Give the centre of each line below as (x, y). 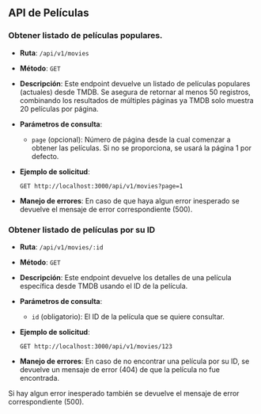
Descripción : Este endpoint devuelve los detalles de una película (125, 277)
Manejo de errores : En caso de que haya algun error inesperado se (129, 200)
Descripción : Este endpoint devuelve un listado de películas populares (135, 83)
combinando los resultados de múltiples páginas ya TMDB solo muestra (137, 100)
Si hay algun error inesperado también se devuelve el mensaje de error (124, 393)
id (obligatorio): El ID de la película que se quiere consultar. (128, 317)
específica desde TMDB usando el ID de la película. (104, 286)
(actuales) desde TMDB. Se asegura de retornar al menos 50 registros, (135, 92)
